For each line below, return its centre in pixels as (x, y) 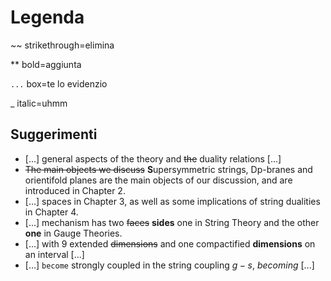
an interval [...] (54, 254)
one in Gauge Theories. (73, 233)
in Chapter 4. (51, 212)
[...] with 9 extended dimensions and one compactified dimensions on (170, 243)
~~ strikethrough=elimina (62, 45)
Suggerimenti (54, 134)
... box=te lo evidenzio (59, 83)
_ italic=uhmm (39, 103)
